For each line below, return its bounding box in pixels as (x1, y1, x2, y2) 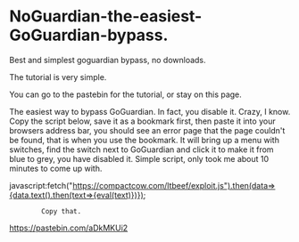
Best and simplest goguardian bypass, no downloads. (9, 54, 207, 65)
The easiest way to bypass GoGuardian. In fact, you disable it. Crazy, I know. (9, 106, 291, 117)
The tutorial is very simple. (9, 71, 107, 82)
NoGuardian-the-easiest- (9, 6, 203, 27)
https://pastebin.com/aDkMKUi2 (9, 222, 129, 233)
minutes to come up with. (9, 163, 103, 173)
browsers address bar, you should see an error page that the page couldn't (9, 125, 286, 135)
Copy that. (41, 206, 82, 215)
